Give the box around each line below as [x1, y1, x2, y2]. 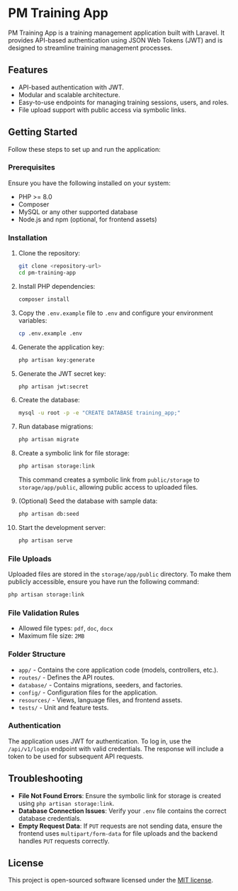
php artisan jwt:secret [18, 383, 89, 390]
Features [8, 64, 48, 76]
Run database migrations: [18, 422, 93, 431]
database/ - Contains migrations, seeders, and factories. [18, 680, 183, 689]
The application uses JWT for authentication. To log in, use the [8, 736, 192, 746]
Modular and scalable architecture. [18, 90, 120, 99]
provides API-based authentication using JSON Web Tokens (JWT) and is [8, 35, 223, 44]
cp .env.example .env [18, 330, 82, 337]
